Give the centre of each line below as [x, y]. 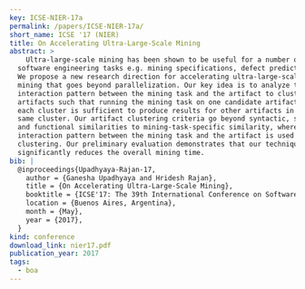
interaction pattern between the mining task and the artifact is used [156, 136]
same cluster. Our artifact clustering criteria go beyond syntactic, [154, 119]
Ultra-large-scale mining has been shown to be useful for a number [158, 60]
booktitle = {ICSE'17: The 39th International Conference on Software [162, 195]
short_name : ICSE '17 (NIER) [64, 34]
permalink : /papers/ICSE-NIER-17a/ [77, 26]
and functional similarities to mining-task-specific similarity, [146, 128]
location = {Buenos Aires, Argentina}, [101, 203]
